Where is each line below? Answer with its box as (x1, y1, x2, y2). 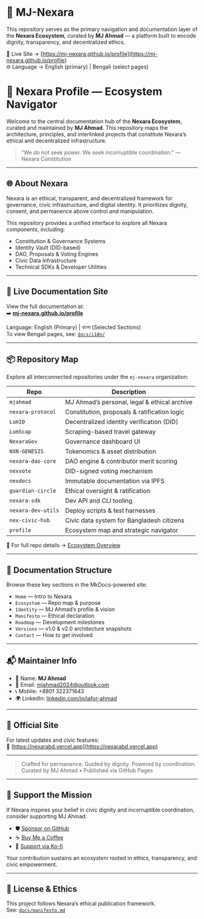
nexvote (9, 468, 32, 475)
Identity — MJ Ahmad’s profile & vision (15, 606, 115, 613)
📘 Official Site (6, 720, 59, 730)
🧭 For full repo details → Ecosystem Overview (6, 542, 121, 549)
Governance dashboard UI (64, 437, 141, 446)
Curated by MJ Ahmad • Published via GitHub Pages (21, 767, 154, 774)
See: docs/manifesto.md (6, 906, 66, 914)
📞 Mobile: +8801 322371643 (15, 687, 84, 695)
